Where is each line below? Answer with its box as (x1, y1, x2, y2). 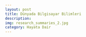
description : (5, 16, 32, 21)
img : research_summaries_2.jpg (5, 20, 69, 25)
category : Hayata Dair (5, 25, 51, 30)
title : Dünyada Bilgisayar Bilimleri (5, 12, 82, 16)
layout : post (5, 7, 32, 12)
